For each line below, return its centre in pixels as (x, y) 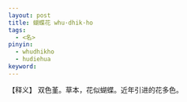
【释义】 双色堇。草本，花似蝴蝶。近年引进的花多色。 (95, 89)
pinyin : (21, 45)
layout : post (30, 15)
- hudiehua (33, 60)
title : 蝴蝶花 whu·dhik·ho (50, 23)
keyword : (22, 67)
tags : (17, 30)
